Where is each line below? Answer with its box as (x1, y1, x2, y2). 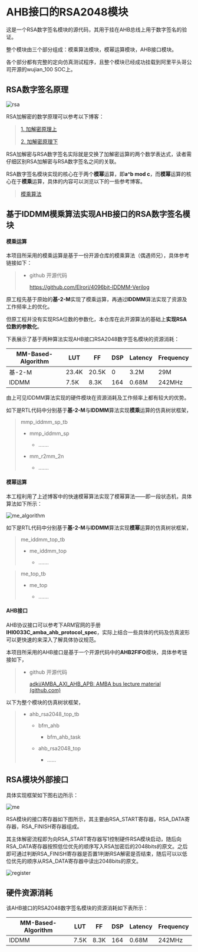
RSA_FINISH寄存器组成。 (21, 823, 82, 830)
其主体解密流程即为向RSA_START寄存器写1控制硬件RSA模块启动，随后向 (6, 835, 181, 842)
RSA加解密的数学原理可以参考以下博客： (6, 113, 104, 120)
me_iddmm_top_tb (20, 536, 65, 543)
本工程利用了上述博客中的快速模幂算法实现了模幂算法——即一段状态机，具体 (6, 493, 192, 500)
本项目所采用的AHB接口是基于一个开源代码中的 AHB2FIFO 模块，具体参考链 (6, 648, 187, 655)
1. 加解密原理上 (20, 125, 57, 133)
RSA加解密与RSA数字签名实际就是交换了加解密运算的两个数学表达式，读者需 (6, 150, 192, 157)
